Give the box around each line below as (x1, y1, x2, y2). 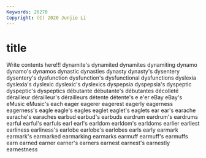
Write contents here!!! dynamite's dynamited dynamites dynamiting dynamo (6, 61, 197, 69)
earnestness (6, 146, 38, 153)
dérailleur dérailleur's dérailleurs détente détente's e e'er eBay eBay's (6, 94, 183, 101)
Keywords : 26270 (6, 9, 48, 15)
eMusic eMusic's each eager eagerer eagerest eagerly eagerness (6, 100, 174, 108)
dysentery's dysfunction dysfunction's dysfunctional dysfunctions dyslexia (6, 74, 196, 81)
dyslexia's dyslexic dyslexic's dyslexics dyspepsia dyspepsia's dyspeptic (6, 81, 192, 88)
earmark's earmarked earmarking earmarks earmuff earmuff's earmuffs (6, 133, 188, 140)
